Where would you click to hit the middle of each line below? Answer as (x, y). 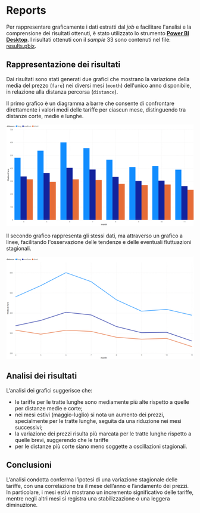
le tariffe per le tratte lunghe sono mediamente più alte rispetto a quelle (102, 402)
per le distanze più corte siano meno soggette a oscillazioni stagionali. (101, 446)
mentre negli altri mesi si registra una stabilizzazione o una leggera (88, 498)
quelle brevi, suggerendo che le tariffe (62, 440)
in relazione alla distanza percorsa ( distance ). (62, 92)
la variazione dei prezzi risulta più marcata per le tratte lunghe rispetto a (103, 434)
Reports (26, 10)
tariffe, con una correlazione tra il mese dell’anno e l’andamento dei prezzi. (98, 486)
